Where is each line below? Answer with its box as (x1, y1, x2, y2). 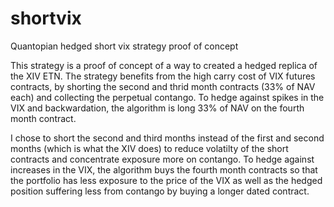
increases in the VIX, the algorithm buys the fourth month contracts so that (10, 163, 318, 176)
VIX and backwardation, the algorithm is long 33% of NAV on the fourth (10, 102, 305, 114)
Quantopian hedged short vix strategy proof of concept (10, 40, 239, 52)
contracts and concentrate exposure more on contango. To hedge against (10, 153, 315, 165)
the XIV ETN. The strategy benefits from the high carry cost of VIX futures (10, 70, 316, 82)
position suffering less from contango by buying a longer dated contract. (10, 185, 310, 197)
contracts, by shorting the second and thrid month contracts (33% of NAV (10, 80, 316, 92)
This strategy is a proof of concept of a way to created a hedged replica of (10, 59, 318, 71)
